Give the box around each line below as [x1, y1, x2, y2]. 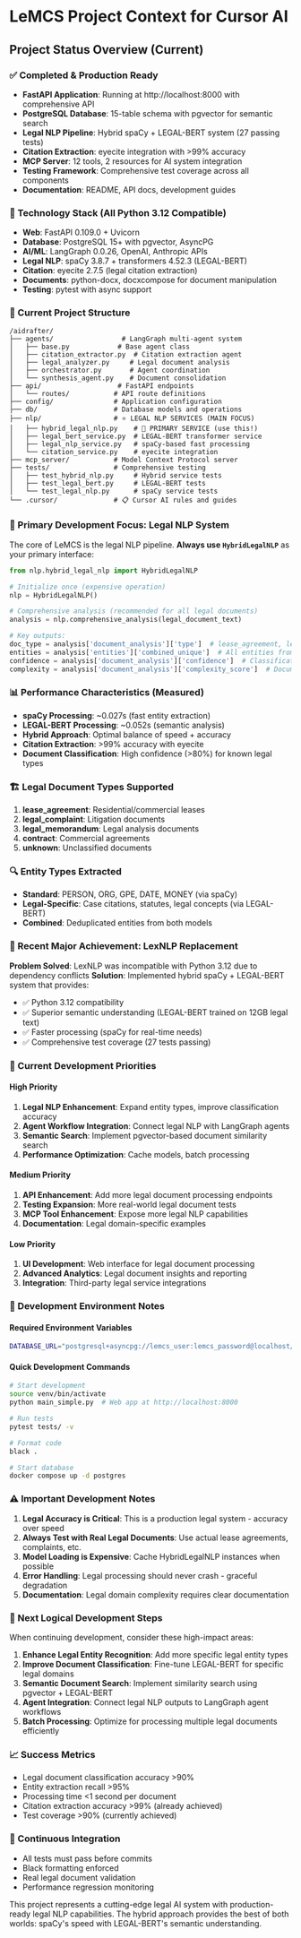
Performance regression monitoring [21, 1882, 155, 1892]
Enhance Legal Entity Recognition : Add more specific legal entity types [21, 1649, 288, 1659]
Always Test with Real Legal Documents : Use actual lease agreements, [21, 1532, 288, 1543]
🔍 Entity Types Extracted [9, 866, 123, 878]
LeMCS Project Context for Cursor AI [9, 6, 288, 27]
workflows [21, 1706, 62, 1717]
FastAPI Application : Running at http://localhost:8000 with [21, 89, 240, 99]
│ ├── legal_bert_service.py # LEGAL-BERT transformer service [9, 432, 262, 441]
